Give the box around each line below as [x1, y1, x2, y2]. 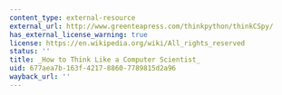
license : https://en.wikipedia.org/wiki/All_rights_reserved [9, 38, 246, 48]
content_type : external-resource [9, 13, 136, 23]
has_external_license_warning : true [9, 30, 148, 39]
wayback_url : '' [9, 72, 71, 81]
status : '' [9, 47, 51, 56]
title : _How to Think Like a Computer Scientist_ [9, 55, 201, 64]
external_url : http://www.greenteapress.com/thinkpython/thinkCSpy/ [9, 22, 274, 31]
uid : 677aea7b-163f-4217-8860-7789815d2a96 [9, 64, 177, 73]
